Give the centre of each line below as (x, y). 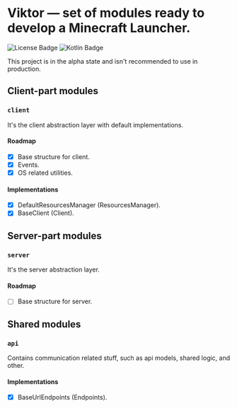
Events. (29, 165)
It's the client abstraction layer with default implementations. (96, 124)
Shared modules (44, 324)
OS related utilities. (45, 173)
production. (24, 69)
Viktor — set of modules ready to (106, 13)
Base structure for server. (55, 301)
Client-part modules (53, 91)
